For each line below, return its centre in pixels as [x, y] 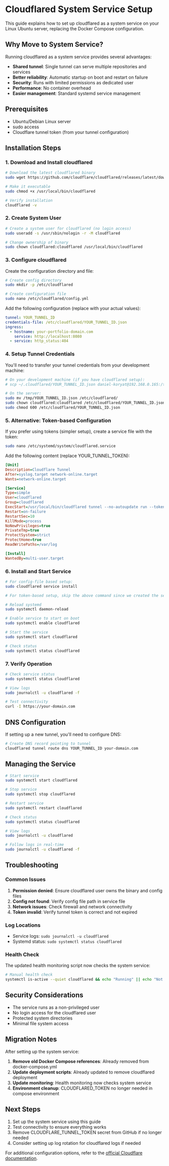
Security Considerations [45, 995]
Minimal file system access [40, 1023]
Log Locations [23, 925]
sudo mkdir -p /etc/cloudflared [39, 285]
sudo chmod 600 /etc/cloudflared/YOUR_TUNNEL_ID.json [63, 408]
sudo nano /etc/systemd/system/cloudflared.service [60, 446]
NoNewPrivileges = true [28, 526]
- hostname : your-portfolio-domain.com [52, 332]
